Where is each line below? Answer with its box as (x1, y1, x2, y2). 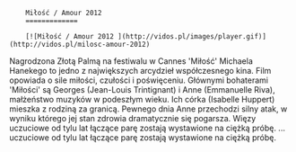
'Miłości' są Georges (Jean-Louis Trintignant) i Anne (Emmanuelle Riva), (9, 85, 275, 94)
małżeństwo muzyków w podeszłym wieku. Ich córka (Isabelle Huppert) (9, 94, 275, 104)
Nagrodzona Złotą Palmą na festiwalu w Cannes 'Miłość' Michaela (9, 56, 254, 67)
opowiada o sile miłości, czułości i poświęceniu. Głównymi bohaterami (9, 75, 269, 85)
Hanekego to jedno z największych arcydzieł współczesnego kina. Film (9, 66, 272, 76)
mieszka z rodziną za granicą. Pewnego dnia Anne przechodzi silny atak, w (9, 103, 288, 114)
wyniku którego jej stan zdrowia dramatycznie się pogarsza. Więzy (9, 113, 257, 123)
